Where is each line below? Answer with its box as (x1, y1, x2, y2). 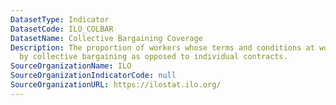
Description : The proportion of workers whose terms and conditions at (10, 42, 315, 53)
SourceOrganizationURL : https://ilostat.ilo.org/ (10, 80, 222, 90)
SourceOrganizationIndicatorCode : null (10, 71, 177, 81)
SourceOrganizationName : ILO (10, 61, 132, 71)
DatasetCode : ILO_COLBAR (10, 24, 114, 34)
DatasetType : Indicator (10, 14, 110, 25)
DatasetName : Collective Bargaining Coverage (10, 33, 203, 43)
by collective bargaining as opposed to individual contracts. (19, 52, 288, 62)
